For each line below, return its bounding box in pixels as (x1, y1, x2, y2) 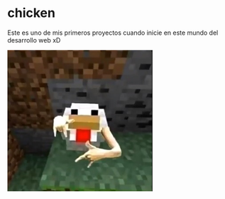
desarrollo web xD (7, 35, 61, 44)
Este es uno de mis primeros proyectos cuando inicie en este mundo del (7, 28, 219, 37)
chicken (7, 5, 55, 21)
